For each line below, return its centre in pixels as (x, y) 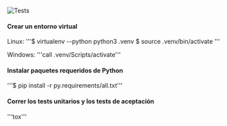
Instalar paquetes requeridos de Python (65, 70)
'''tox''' (17, 116)
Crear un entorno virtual (42, 26)
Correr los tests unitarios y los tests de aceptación (81, 101)
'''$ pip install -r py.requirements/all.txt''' (65, 86)
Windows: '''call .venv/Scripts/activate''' (64, 55)
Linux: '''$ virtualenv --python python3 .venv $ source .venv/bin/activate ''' (113, 42)
